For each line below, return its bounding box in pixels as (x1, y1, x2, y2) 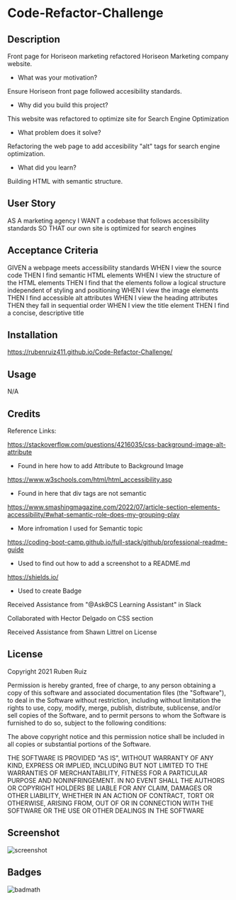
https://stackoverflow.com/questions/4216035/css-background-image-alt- (7, 440, 226, 449)
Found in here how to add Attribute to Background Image (17, 462, 184, 470)
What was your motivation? (17, 73, 98, 82)
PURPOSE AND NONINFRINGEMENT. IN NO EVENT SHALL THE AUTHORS (7, 776, 225, 784)
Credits (7, 408, 41, 420)
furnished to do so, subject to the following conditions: (7, 718, 167, 727)
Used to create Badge (17, 587, 82, 595)
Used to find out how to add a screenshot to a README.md (17, 559, 191, 568)
